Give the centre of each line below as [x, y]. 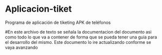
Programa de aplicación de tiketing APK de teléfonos [58, 22]
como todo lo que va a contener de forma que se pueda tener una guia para [81, 37]
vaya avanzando [21, 47]
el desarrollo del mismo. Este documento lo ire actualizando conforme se [78, 42]
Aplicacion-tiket [38, 9]
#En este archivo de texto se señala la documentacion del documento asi [78, 32]
